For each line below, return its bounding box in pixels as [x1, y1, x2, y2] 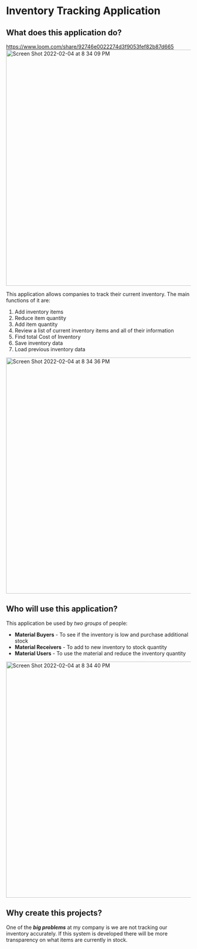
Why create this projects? [6, 908, 103, 918]
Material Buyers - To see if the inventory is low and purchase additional [14, 631, 189, 638]
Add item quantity [14, 321, 58, 328]
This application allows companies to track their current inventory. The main [6, 291, 190, 298]
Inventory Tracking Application [6, 4, 161, 18]
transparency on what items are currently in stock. [6, 936, 128, 943]
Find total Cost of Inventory [14, 334, 81, 340]
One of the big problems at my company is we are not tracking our [6, 924, 168, 931]
